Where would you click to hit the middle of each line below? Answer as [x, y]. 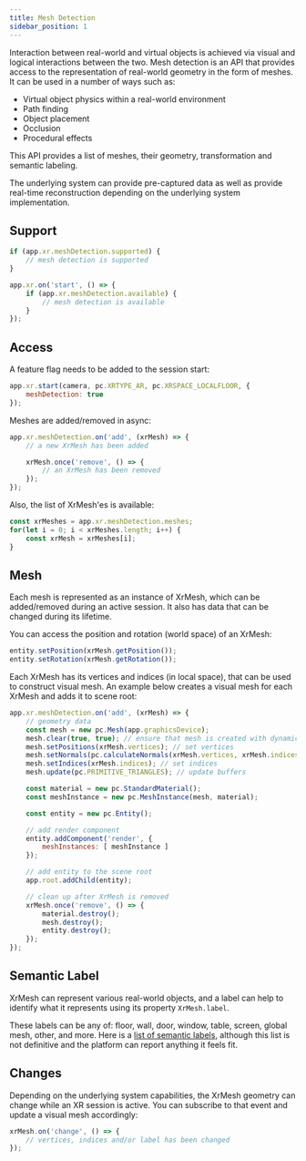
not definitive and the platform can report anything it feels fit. [124, 1044]
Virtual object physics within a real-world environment [124, 99]
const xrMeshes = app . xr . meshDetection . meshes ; [102, 521]
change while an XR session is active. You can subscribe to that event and [149, 1104]
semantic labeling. [44, 165]
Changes [36, 1073]
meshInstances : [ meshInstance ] [106, 847]
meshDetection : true [65, 395]
